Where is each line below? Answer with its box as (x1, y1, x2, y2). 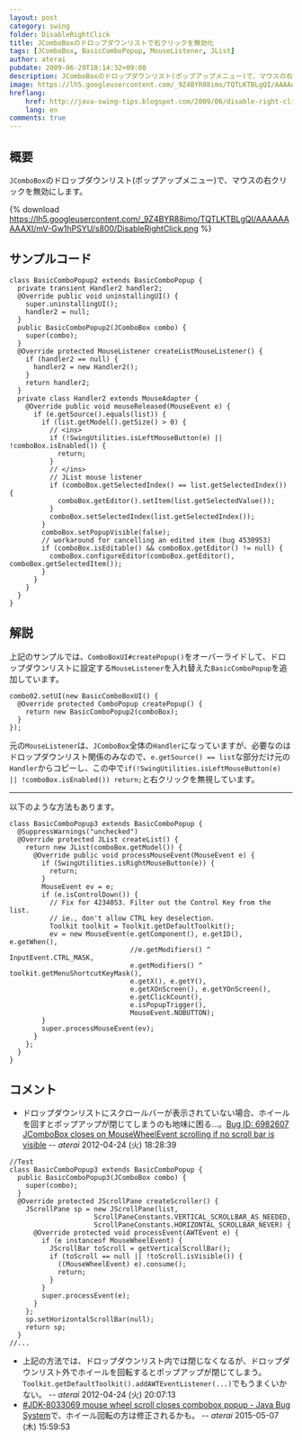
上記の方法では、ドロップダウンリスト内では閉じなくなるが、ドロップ (22, 1355, 283, 1366)
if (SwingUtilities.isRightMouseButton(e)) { (41, 859, 216, 868)
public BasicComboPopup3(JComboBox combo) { (17, 1174, 187, 1183)
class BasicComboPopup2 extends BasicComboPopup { (9, 275, 203, 284)
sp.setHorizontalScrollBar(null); (25, 1315, 155, 1324)
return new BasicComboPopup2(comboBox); (25, 707, 179, 716)
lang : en (25, 105, 58, 114)
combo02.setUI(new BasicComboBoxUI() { (9, 691, 159, 700)
